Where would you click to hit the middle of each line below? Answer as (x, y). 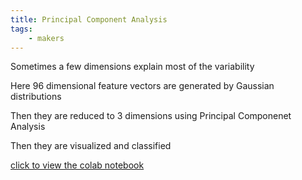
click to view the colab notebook (77, 165)
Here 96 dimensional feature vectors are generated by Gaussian (142, 86)
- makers (46, 38)
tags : (21, 29)
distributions (36, 97)
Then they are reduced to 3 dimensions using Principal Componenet (151, 116)
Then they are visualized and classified (91, 146)
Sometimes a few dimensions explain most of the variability (132, 67)
